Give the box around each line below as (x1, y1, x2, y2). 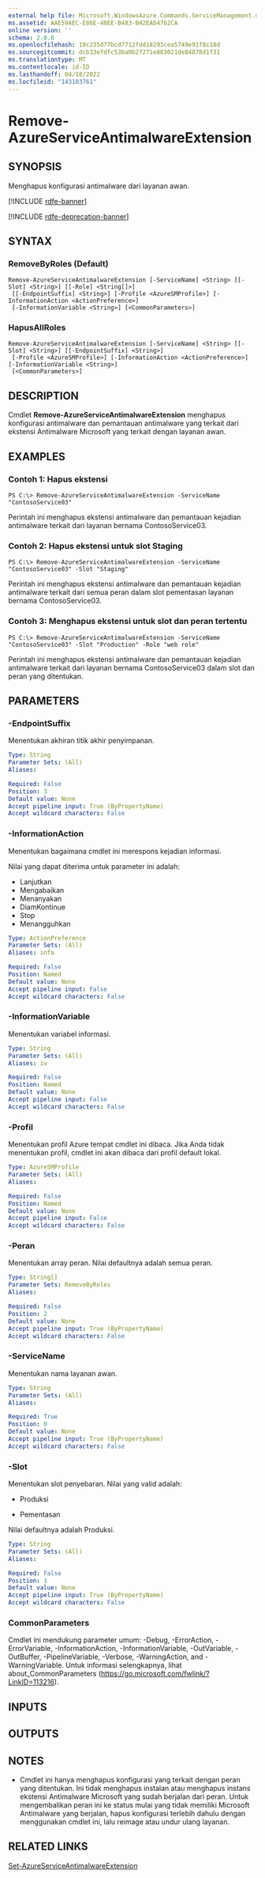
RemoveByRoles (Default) (8, 258, 109, 269)
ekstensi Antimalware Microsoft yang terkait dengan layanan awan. (8, 427, 226, 436)
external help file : (8, 11, 77, 20)
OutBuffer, (8, 1652, 42, 1661)
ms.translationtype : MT (8, 56, 87, 64)
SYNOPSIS (8, 160, 62, 174)
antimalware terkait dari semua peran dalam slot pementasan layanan (8, 588, 234, 597)
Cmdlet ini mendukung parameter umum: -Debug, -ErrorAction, (8, 1635, 215, 1645)
